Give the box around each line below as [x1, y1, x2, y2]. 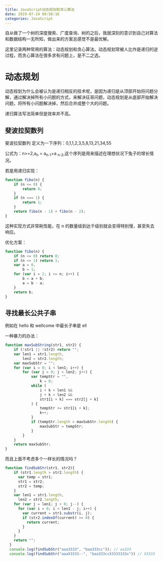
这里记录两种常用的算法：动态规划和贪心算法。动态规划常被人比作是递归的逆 [5, 47, 158, 52]
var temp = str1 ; [17, 475, 53, 479]
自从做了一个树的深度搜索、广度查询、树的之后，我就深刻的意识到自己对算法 [5, 30, 158, 36]
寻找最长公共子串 [5, 309, 56, 317]
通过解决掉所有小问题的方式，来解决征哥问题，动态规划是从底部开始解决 [13, 94, 158, 100]
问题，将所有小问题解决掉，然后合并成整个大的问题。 [5, 101, 112, 106]
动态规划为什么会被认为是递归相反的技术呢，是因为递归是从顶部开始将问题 [5, 88, 154, 94]
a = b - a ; [22, 280, 45, 286]
